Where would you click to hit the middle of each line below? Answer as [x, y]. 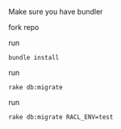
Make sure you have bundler [56, 12]
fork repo [24, 27]
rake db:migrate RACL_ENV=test [61, 117]
